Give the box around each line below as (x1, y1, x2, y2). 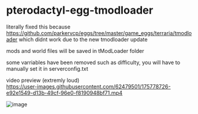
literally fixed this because (6, 23, 70, 30)
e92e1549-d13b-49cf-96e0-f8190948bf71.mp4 (6, 89, 123, 96)
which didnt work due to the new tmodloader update (18, 36, 148, 43)
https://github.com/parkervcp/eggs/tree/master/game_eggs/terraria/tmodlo (6, 29, 192, 36)
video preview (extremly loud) (6, 77, 80, 84)
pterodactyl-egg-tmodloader (6, 4, 153, 17)
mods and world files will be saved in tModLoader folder (6, 47, 144, 54)
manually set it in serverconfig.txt (6, 65, 88, 72)
